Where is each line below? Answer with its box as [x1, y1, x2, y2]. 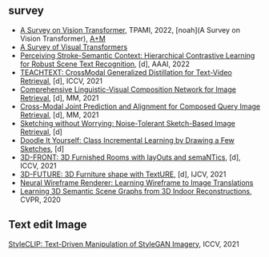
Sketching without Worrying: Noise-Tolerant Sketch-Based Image [19, 118, 236, 128]
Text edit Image [8, 218, 87, 231]
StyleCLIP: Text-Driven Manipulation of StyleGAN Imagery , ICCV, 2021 [8, 239, 239, 248]
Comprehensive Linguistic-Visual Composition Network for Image [19, 85, 236, 94]
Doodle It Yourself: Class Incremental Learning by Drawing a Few [19, 135, 235, 144]
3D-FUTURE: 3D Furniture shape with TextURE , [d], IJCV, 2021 [19, 169, 227, 179]
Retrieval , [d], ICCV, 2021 [19, 76, 102, 85]
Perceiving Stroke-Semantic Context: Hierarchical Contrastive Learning [19, 50, 255, 60]
